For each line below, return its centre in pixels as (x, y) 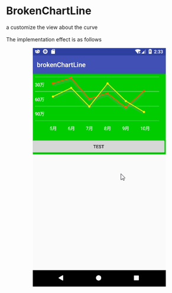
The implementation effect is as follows (54, 39)
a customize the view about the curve (52, 27)
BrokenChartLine (49, 11)
